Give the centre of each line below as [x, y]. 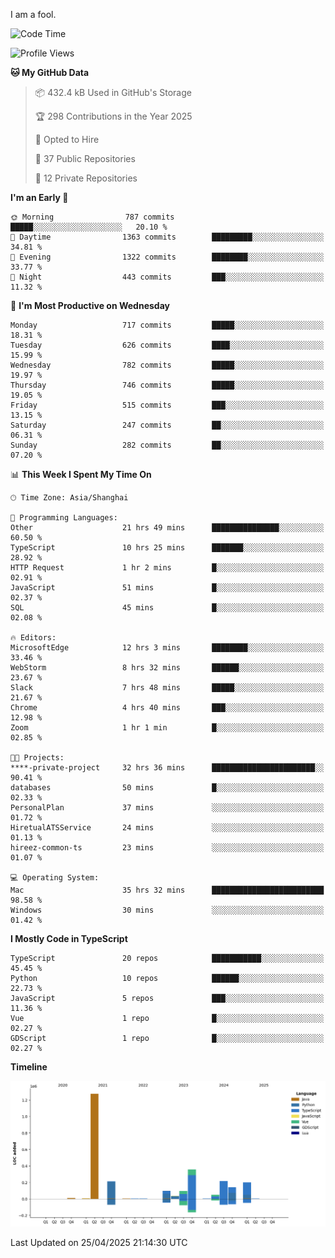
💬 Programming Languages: [64, 518]
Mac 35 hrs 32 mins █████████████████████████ [167, 890]
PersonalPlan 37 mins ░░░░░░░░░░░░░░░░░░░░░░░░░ [167, 808]
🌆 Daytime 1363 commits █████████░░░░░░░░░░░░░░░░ [167, 237]
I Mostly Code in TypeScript [69, 938]
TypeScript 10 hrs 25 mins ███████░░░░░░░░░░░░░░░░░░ [167, 548]
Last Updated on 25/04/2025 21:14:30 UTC [99, 1242]
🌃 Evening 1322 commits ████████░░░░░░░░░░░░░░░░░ [167, 257]
